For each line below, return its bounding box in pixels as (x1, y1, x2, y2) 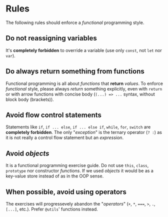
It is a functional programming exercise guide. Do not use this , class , (5, 162, 149, 168)
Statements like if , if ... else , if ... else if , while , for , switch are (5, 124, 151, 130)
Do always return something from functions (5, 67, 144, 75)
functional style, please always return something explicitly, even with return (5, 85, 162, 91)
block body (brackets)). (5, 96, 54, 102)
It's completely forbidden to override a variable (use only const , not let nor (5, 47, 162, 53)
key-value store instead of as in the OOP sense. (5, 173, 104, 179)
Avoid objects (5, 149, 49, 157)
